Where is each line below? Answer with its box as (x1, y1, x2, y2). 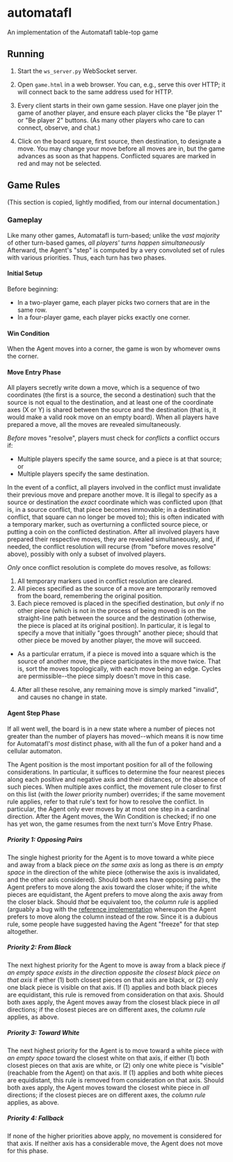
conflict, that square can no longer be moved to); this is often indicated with (7, 513, 225, 521)
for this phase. (7, 1146, 49, 1155)
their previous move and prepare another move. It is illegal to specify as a (7, 490, 218, 499)
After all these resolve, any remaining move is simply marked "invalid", (17, 686, 219, 694)
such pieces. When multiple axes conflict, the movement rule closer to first (7, 783, 222, 791)
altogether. (7, 927, 38, 935)
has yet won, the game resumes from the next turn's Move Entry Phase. (7, 820, 214, 828)
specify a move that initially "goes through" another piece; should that (17, 629, 218, 637)
